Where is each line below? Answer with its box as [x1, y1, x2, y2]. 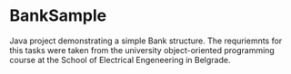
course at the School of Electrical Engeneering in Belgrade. [9, 54, 231, 65]
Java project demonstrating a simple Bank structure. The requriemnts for [9, 35, 283, 46]
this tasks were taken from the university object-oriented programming [9, 44, 275, 55]
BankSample [9, 5, 107, 26]
